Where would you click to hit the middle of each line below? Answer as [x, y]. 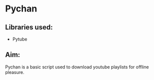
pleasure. [15, 72]
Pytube [20, 39]
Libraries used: [29, 27]
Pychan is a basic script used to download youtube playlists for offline [77, 67]
